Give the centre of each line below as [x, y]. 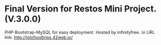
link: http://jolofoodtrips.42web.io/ [39, 37]
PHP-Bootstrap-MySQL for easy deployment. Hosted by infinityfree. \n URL [80, 32]
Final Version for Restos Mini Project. [80, 9]
